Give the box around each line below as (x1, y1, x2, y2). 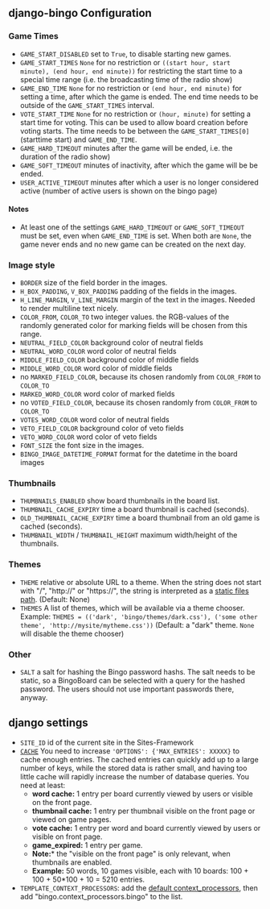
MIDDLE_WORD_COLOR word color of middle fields (19, 363, 173, 373)
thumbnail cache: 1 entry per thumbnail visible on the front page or (31, 806, 256, 816)
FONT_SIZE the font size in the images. (19, 441, 145, 450)
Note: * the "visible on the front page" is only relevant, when (31, 849, 231, 858)
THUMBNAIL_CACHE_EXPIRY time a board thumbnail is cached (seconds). (19, 504, 249, 514)
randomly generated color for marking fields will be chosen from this (19, 321, 247, 330)
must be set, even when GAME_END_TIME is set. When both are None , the (19, 230, 252, 240)
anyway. (19, 693, 48, 703)
